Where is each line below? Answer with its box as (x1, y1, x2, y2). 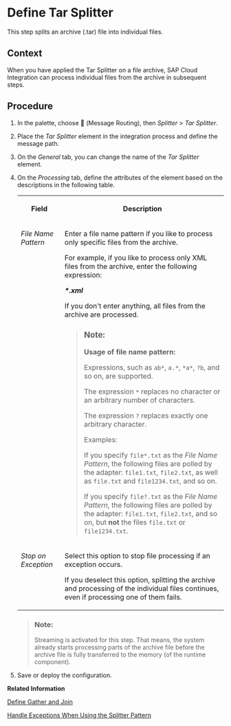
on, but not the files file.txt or (83, 517, 186, 527)
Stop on (20, 551, 46, 561)
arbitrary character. (83, 420, 146, 429)
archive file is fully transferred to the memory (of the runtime (34, 650, 206, 659)
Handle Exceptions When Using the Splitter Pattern (7, 711, 151, 719)
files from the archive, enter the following (64, 261, 197, 271)
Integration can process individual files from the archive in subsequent (7, 73, 207, 81)
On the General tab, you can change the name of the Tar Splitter (16, 153, 199, 161)
